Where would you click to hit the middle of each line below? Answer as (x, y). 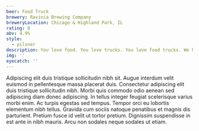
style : (14, 39)
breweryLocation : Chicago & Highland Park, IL (65, 22)
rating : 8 (18, 28)
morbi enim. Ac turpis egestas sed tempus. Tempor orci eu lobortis (88, 103)
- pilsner (23, 45)
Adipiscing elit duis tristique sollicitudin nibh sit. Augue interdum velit (90, 78)
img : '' (16, 55)
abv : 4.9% (18, 34)
